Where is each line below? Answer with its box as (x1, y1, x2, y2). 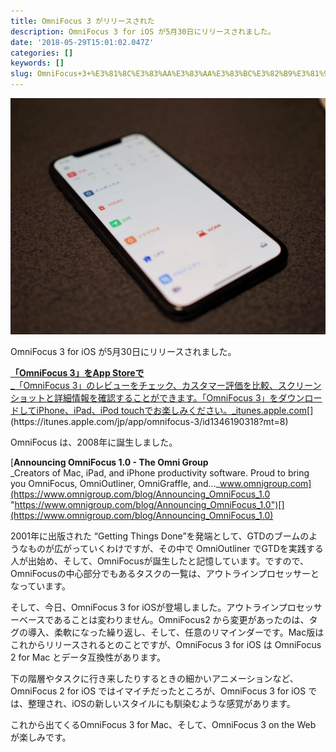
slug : (10, 69, 33, 79)
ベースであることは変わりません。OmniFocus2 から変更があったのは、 (18, 614, 310, 625)
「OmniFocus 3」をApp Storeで (10, 367, 145, 379)
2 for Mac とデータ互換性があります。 (10, 651, 166, 663)
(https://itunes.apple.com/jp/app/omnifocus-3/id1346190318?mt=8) (10, 416, 289, 427)
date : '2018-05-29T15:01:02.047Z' (10, 37, 155, 47)
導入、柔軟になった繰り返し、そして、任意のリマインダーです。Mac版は (27, 626, 325, 638)
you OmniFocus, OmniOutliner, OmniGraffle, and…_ (10, 478, 221, 489)
